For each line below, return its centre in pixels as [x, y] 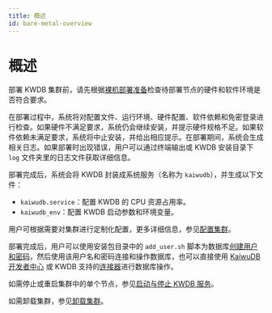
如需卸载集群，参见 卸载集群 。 [58, 301]
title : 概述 [27, 16]
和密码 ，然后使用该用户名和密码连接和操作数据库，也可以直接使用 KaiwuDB [134, 256]
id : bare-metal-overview [50, 23]
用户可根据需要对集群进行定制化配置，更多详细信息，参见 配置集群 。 [122, 229]
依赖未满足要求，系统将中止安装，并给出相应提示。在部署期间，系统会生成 [139, 137]
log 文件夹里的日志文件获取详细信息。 [72, 158]
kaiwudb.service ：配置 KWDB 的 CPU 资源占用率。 [105, 202]
